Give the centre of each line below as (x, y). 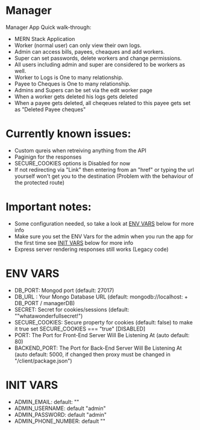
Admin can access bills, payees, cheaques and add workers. (89, 51)
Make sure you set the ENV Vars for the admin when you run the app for (104, 236)
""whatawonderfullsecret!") (48, 316)
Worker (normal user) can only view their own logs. (78, 45)
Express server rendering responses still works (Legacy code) (92, 249)
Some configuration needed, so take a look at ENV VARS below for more (104, 223)
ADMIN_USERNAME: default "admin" (60, 408)
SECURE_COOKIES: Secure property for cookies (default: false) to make (104, 322)
